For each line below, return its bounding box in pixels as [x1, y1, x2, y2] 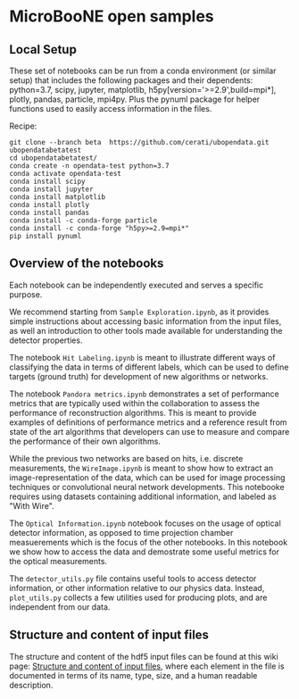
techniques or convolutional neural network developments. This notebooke [9, 481, 285, 492]
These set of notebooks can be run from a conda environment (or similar [9, 65, 277, 76]
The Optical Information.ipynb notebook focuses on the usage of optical [9, 518, 281, 528]
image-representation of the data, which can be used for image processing [9, 471, 286, 483]
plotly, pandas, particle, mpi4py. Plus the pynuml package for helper [9, 94, 261, 104]
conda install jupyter [9, 185, 94, 194]
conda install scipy [9, 177, 87, 186]
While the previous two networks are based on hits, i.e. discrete [9, 453, 244, 463]
